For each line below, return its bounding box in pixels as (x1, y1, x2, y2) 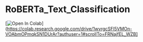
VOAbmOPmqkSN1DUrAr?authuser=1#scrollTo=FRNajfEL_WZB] (5, 31, 138, 37)
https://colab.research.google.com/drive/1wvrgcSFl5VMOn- (7, 25, 132, 31)
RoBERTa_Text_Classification (5, 4, 130, 15)
